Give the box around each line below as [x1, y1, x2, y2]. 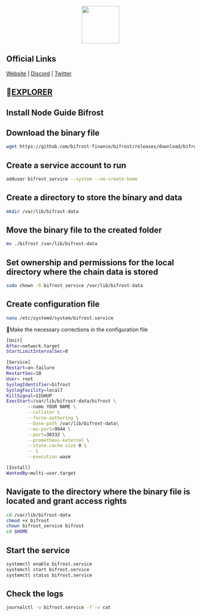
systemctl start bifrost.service [6, 566, 90, 572]
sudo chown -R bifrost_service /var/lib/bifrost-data [6, 283, 144, 289]
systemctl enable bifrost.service [6, 561, 93, 567]
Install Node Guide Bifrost [6, 108, 104, 118]
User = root [6, 376, 33, 382]
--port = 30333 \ [28, 431, 66, 438]
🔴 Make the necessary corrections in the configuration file [6, 326, 148, 333]
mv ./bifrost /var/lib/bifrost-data [6, 241, 98, 247]
